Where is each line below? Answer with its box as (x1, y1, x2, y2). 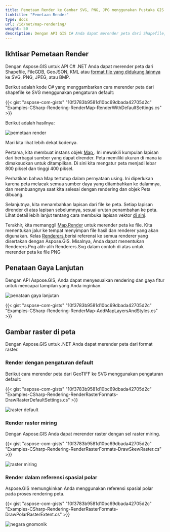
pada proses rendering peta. (5, 491, 65, 497)
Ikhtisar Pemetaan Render (5, 50, 89, 58)
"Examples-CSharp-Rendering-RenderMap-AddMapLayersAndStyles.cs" (5, 308, 158, 314)
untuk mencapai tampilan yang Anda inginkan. (5, 282, 102, 288)
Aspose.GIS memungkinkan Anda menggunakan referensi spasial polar (5, 485, 153, 491)
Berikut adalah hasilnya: (5, 120, 55, 126)
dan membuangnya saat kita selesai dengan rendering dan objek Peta (5, 186, 151, 192)
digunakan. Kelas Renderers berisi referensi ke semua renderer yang (5, 232, 148, 239)
